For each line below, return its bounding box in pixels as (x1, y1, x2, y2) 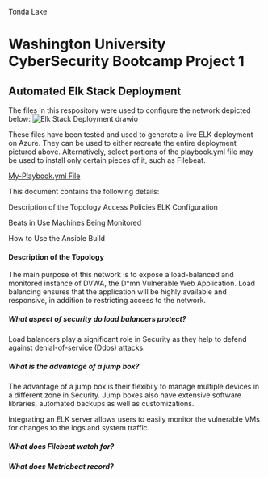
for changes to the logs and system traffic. (8, 423, 150, 433)
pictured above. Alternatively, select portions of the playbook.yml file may (8, 147, 254, 156)
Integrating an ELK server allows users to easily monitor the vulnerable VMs (8, 414, 261, 424)
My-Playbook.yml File (8, 171, 81, 181)
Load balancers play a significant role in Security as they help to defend (8, 335, 248, 344)
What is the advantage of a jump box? (8, 361, 140, 371)
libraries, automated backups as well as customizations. (8, 399, 195, 409)
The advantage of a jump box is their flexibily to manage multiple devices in (8, 382, 260, 392)
